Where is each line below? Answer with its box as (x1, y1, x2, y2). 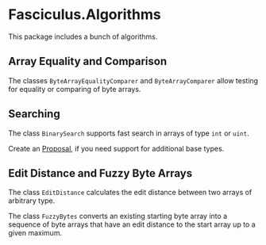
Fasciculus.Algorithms (8, 6, 161, 24)
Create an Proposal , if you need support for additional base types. (8, 144, 225, 153)
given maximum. (8, 228, 62, 238)
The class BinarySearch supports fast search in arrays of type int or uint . (8, 128, 249, 138)
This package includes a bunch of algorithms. (8, 32, 158, 41)
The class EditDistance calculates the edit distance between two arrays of (8, 188, 253, 197)
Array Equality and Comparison (8, 55, 168, 68)
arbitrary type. (8, 196, 56, 205)
